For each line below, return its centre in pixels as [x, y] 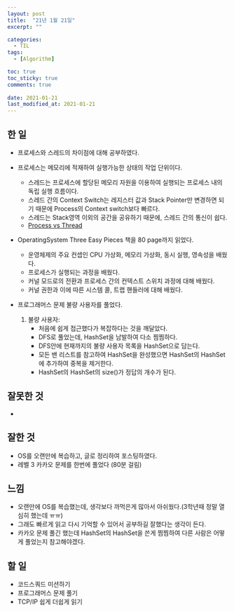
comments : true [29, 85]
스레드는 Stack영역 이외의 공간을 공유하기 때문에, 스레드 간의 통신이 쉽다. [128, 217]
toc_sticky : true [33, 78]
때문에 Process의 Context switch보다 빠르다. [98, 208]
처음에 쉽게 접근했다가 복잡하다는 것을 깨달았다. [103, 328]
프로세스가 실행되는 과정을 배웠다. [74, 272]
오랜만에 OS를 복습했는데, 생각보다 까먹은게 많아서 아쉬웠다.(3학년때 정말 [117, 507]
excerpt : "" [25, 27]
